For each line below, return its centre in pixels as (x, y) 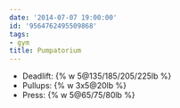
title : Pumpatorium (45, 51)
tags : (19, 34)
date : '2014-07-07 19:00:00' (63, 17)
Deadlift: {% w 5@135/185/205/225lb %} (97, 76)
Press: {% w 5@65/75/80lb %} (78, 96)
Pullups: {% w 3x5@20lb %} (74, 86)
